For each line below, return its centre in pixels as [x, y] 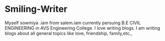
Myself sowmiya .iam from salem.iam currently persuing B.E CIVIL [73, 23]
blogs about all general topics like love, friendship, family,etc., [68, 33]
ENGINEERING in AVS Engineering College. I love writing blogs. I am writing [82, 28]
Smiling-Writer [36, 9]
